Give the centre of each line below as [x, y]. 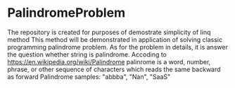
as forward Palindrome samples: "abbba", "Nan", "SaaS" [89, 76]
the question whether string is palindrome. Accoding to [87, 54]
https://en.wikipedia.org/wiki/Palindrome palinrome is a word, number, [109, 61]
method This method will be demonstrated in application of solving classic [115, 39]
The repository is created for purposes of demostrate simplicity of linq [109, 32]
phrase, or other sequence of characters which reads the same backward [114, 69]
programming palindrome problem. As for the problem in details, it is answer [118, 47]
